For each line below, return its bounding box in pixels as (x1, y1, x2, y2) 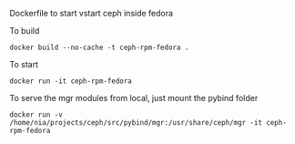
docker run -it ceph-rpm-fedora (9, 77, 132, 86)
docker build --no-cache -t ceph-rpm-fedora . (9, 43, 189, 52)
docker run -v (9, 110, 64, 119)
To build (9, 26, 40, 36)
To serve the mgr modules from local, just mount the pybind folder (9, 93, 259, 103)
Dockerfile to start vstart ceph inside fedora (9, 8, 174, 18)
